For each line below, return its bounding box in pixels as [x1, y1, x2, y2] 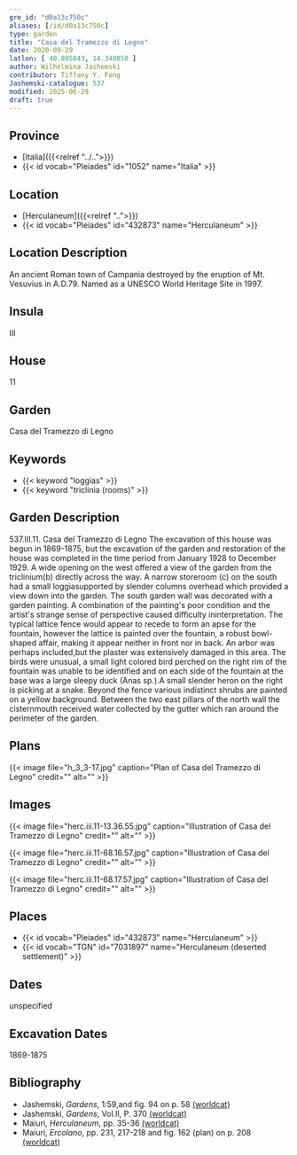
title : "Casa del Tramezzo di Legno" [9, 37, 149, 47]
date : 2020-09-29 [9, 46, 74, 55]
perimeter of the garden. [9, 713, 99, 723]
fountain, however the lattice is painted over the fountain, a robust [9, 628, 250, 638]
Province [9, 128, 60, 143]
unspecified [9, 1001, 53, 1011]
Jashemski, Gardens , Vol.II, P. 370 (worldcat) [21, 1108, 188, 1119]
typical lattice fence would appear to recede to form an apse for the [9, 618, 257, 629]
